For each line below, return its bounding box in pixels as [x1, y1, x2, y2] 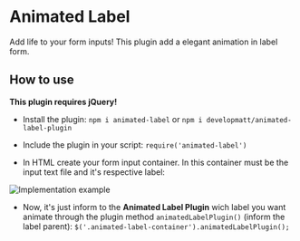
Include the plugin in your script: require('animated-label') [22, 139, 247, 150]
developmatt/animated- [206, 115, 292, 124]
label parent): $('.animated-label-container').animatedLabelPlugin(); [22, 220, 290, 232]
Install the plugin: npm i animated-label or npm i [22, 113, 203, 124]
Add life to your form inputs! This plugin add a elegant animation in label [9, 36, 278, 47]
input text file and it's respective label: [22, 166, 166, 178]
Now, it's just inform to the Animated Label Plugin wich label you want [22, 201, 286, 212]
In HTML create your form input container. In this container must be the [22, 157, 289, 168]
